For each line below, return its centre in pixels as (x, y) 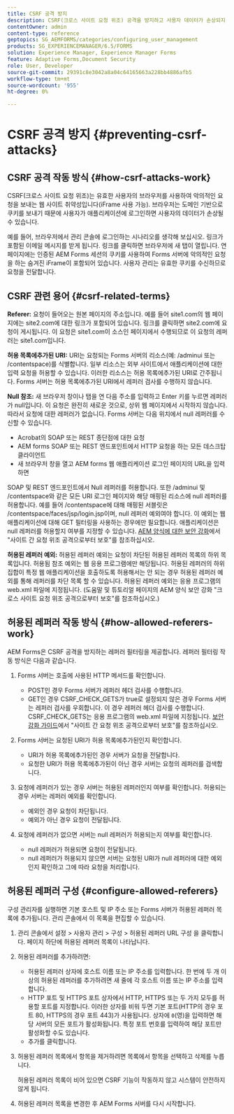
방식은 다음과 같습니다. (45, 660)
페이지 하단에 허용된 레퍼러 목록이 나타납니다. (88, 941)
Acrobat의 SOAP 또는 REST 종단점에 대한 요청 (81, 437)
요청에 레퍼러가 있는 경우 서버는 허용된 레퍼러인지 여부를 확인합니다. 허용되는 (122, 787)
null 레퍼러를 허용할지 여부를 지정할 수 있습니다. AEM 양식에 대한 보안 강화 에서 (114, 531)
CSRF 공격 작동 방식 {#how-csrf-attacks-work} (109, 177)
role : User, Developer (40, 66)
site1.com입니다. (43, 340)
